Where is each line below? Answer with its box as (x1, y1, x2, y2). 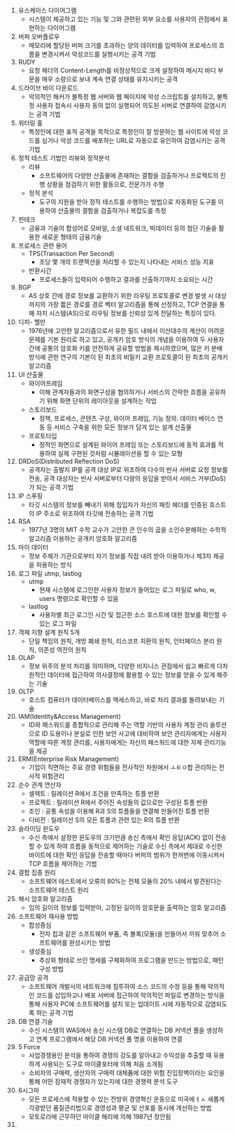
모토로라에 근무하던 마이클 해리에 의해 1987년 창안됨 (28, 1112, 171, 1121)
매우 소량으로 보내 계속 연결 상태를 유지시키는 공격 (41, 75, 178, 83)
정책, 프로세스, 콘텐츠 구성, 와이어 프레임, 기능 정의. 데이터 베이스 (38, 414, 216, 422)
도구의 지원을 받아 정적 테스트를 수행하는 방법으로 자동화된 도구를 (38, 198, 217, 205)
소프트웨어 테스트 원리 (28, 886, 90, 894)
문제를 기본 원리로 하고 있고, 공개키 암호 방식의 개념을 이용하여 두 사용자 (28, 335, 225, 344)
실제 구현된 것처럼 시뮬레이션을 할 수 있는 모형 (57, 450, 183, 457)
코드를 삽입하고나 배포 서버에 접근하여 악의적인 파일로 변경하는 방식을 (36, 991, 225, 999)
